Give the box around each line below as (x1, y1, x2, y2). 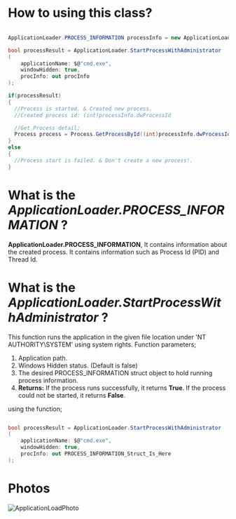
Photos (8, 480, 50, 496)
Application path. (18, 353, 68, 362)
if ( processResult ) (8, 93, 62, 100)
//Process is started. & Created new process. (14, 105, 153, 112)
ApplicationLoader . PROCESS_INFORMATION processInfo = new (8, 34, 181, 41)
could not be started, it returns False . (18, 391, 125, 399)
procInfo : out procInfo (20, 73, 90, 80)
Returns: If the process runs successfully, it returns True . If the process (18, 384, 226, 392)
